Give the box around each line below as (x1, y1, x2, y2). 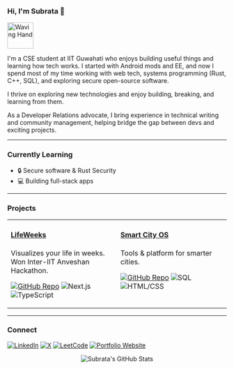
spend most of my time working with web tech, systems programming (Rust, (7, 69, 226, 77)
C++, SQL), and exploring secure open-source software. (7, 77, 169, 85)
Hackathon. (10, 265, 49, 275)
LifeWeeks (10, 230, 47, 240)
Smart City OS (120, 230, 169, 240)
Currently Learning (7, 150, 73, 160)
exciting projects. (7, 126, 57, 135)
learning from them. (7, 98, 64, 106)
